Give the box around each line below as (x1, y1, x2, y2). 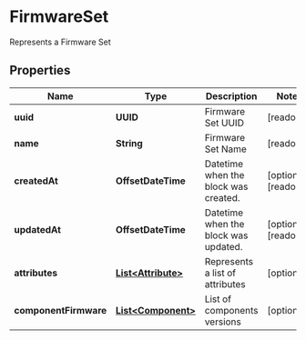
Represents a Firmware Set (9, 36, 111, 47)
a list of (204, 266, 237, 279)
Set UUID (204, 116, 244, 129)
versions (204, 315, 241, 328)
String (115, 136, 143, 149)
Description (205, 89, 258, 102)
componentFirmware (14, 304, 107, 316)
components (204, 304, 259, 316)
